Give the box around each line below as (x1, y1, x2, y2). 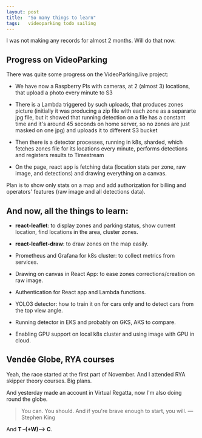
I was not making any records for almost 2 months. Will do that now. (6, 37, 176, 44)
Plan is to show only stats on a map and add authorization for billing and (6, 182, 186, 189)
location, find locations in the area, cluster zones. (15, 228, 138, 235)
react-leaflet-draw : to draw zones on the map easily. (15, 240, 149, 247)
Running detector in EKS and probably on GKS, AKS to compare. (15, 319, 176, 326)
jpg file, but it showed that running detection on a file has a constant (15, 114, 186, 121)
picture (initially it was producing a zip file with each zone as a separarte (15, 107, 197, 115)
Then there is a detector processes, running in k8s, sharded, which (15, 138, 183, 146)
